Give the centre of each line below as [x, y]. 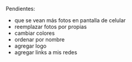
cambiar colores [34, 33]
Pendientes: [20, 9]
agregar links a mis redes [46, 52]
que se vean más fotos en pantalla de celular [70, 20]
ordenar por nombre [39, 39]
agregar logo [30, 46]
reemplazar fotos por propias [50, 27]
